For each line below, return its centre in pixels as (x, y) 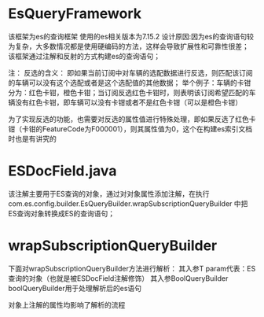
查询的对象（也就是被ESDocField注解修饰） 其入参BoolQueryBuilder (118, 278)
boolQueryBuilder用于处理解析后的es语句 (75, 288)
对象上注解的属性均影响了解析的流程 (67, 304)
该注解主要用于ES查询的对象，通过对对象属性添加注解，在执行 (109, 194)
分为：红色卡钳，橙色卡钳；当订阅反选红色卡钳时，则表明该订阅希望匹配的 (128, 92)
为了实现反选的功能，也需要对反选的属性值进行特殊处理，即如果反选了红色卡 (132, 119)
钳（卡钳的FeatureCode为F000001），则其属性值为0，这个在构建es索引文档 (130, 129)
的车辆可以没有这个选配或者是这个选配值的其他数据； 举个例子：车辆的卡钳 (130, 83)
